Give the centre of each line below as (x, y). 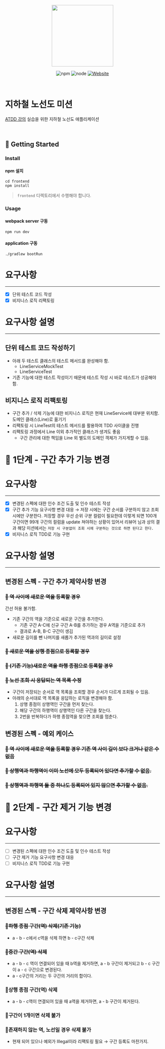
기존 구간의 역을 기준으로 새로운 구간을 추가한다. (58, 619)
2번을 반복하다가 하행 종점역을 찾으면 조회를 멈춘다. (69, 716)
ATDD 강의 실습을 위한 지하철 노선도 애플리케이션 (52, 119)
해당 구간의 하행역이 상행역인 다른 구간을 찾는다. (65, 711)
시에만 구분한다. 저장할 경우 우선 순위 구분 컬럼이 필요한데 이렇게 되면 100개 (84, 515)
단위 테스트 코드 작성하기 (40, 348)
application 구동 (21, 243)
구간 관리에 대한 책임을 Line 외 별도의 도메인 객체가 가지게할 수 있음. (84, 438)
